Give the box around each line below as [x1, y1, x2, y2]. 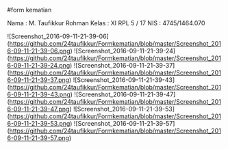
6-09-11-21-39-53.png [7, 120, 71, 127]
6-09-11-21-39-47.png [7, 105, 70, 113]
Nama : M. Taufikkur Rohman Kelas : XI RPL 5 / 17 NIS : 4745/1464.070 [7, 19, 205, 27]
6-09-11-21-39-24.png [7, 62, 71, 69]
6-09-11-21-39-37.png [7, 76, 70, 84]
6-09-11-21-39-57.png [7, 134, 70, 142]
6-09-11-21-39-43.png [7, 90, 71, 98]
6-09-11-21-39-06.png [7, 47, 71, 55]
